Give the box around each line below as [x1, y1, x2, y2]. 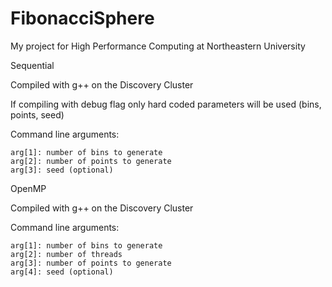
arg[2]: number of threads [10, 249, 123, 259]
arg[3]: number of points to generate [10, 258, 172, 268]
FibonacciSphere [10, 7, 155, 30]
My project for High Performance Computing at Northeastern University [10, 40, 306, 52]
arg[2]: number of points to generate [10, 156, 172, 166]
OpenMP [10, 182, 47, 194]
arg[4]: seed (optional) [10, 267, 114, 277]
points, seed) [10, 108, 65, 121]
